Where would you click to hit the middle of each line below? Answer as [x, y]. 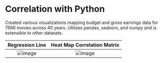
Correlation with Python [55, 9]
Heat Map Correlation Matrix [85, 45]
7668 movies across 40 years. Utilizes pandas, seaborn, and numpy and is [81, 27]
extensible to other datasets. [34, 33]
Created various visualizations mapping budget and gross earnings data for [82, 22]
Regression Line [27, 45]
